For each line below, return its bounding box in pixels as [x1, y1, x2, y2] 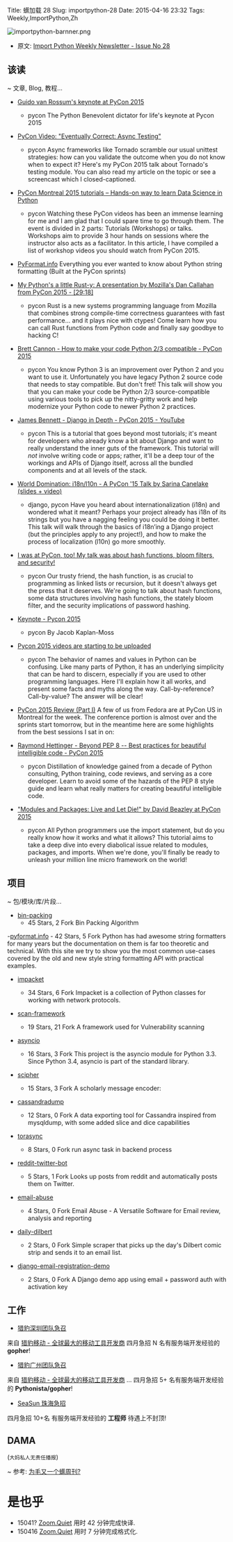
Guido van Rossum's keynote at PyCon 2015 [17, 97, 145, 106]
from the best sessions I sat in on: [17, 727, 115, 736]
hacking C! [27, 331, 59, 339]
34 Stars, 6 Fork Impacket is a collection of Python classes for [27, 988, 207, 996]
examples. [7, 961, 37, 970]
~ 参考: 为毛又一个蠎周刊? [7, 1468, 81, 1476]
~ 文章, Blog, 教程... [7, 83, 63, 92]
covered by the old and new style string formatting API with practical [7, 954, 204, 962]
